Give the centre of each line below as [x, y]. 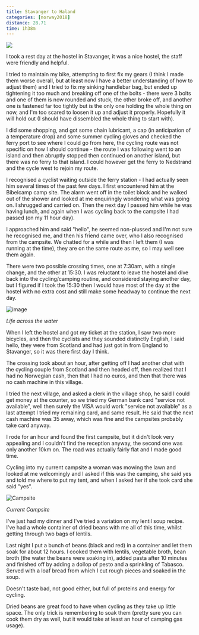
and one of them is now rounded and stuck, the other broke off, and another [99, 100]
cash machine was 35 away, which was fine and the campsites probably [95, 419]
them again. [21, 255]
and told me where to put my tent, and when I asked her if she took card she [99, 480]
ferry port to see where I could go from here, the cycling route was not [92, 143]
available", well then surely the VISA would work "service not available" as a [99, 407]
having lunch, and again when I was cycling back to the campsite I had [93, 212]
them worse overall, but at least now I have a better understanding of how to [99, 80]
